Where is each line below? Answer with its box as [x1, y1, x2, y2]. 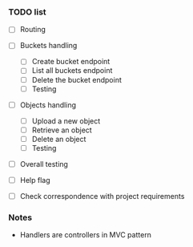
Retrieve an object [31, 125, 92, 135]
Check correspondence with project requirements [19, 192, 185, 201]
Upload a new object [31, 115, 101, 126]
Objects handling [19, 99, 77, 110]
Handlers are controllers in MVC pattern [19, 230, 152, 240]
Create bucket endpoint [31, 57, 111, 67]
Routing [19, 25, 46, 34]
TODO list [8, 6, 46, 18]
